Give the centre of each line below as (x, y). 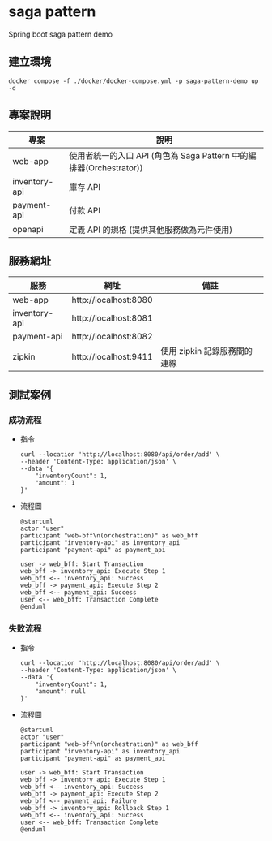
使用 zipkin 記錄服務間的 (207, 351)
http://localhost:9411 (112, 357)
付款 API (85, 210)
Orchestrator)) (115, 167)
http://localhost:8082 (112, 337)
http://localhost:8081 (112, 318)
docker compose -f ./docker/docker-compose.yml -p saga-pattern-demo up (134, 81)
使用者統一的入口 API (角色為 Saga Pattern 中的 (158, 155)
